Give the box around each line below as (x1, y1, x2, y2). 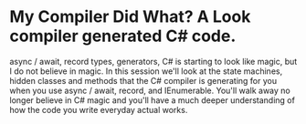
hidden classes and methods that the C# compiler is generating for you (9, 75, 277, 86)
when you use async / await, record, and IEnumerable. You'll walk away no (9, 85, 290, 96)
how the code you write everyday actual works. (9, 104, 188, 115)
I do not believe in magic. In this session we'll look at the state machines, (9, 66, 283, 77)
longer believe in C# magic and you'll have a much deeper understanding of (9, 94, 295, 106)
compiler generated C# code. (9, 26, 237, 46)
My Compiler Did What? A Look (9, 6, 251, 27)
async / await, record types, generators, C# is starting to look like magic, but (9, 56, 298, 67)
